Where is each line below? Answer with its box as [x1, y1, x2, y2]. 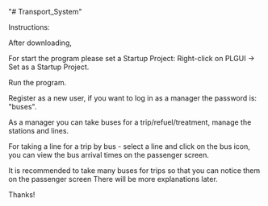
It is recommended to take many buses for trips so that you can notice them [8, 166, 261, 175]
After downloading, [8, 38, 73, 47]
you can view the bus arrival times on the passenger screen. [8, 150, 210, 159]
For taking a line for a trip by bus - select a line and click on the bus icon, [8, 142, 250, 151]
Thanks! [8, 190, 36, 200]
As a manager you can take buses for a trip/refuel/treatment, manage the [8, 117, 252, 127]
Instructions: [8, 23, 50, 31]
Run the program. [8, 78, 67, 87]
